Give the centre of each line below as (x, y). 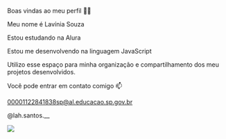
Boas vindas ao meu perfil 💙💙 (49, 11)
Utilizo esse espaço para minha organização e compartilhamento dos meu (113, 65)
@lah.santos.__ (28, 115)
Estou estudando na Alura (44, 38)
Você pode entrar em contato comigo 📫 (65, 86)
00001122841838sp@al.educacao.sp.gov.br (70, 102)
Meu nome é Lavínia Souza (46, 24)
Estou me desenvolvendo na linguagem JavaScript (79, 51)
